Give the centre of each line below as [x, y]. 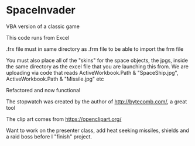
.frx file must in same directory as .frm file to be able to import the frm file [95, 49]
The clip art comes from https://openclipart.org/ [64, 119]
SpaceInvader [41, 10]
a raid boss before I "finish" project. [49, 136]
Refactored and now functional [43, 90]
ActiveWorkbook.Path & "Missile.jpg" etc [55, 79]
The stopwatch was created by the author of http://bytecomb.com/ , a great [97, 101]
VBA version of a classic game [43, 26]
